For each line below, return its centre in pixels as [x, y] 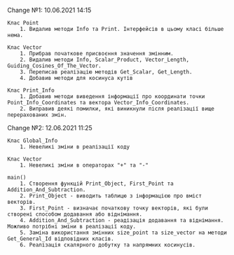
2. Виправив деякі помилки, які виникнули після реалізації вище [117, 109]
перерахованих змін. [37, 115]
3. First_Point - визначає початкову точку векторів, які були [114, 208]
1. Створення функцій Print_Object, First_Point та [97, 184]
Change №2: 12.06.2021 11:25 [50, 128]
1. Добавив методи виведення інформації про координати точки [112, 97]
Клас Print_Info [31, 90]
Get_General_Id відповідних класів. [61, 239]
